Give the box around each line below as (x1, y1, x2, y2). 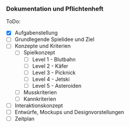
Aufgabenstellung (14, 29, 58, 36)
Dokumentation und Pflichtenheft (6, 5, 104, 13)
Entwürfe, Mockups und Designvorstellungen (14, 109, 125, 116)
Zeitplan (14, 115, 35, 122)
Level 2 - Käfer (32, 62, 69, 69)
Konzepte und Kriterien (14, 43, 71, 50)
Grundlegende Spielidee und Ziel (14, 36, 95, 43)
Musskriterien (23, 88, 57, 95)
